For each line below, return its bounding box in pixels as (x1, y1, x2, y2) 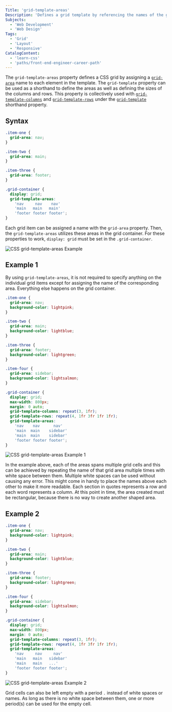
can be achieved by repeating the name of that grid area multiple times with (5, 467, 165, 474)
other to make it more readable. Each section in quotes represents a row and (5, 483, 167, 490)
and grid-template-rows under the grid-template (43, 96, 147, 102)
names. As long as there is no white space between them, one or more (5, 695, 155, 701)
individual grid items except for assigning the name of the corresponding (5, 280, 159, 286)
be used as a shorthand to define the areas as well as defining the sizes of (5, 85, 162, 92)
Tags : (5, 31, 17, 37)
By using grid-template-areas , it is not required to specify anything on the (5, 274, 162, 281)
